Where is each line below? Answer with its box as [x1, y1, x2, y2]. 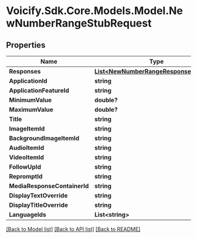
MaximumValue [9, 106, 54, 113]
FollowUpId [9, 163, 41, 171]
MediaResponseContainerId [9, 182, 89, 190]
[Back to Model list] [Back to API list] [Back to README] [6, 226, 141, 233]
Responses [9, 68, 41, 75]
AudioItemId [9, 144, 45, 152]
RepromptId [9, 172, 43, 180]
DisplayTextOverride [9, 192, 68, 199]
